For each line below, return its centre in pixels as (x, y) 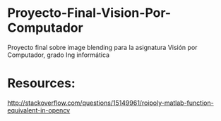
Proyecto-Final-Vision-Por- (89, 13)
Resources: (41, 83)
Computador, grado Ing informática (59, 55)
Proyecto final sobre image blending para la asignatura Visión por (102, 47)
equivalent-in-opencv (39, 110)
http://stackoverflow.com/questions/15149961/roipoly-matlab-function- (110, 103)
